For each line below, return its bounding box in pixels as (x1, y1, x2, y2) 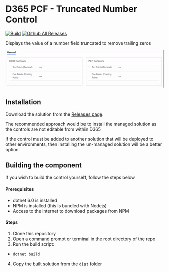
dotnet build (12, 252, 40, 257)
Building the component (5, 161, 82, 170)
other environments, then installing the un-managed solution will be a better (5, 141, 162, 147)
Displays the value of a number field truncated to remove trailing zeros (5, 40, 151, 46)
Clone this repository (12, 231, 56, 237)
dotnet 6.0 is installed (12, 197, 57, 203)
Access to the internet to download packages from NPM (12, 208, 129, 214)
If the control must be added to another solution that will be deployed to (5, 136, 154, 142)
